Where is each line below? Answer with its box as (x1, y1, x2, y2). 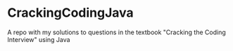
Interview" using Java (7, 35, 70, 43)
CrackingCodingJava (7, 5, 134, 21)
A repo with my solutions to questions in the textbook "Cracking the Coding (7, 28, 227, 36)
